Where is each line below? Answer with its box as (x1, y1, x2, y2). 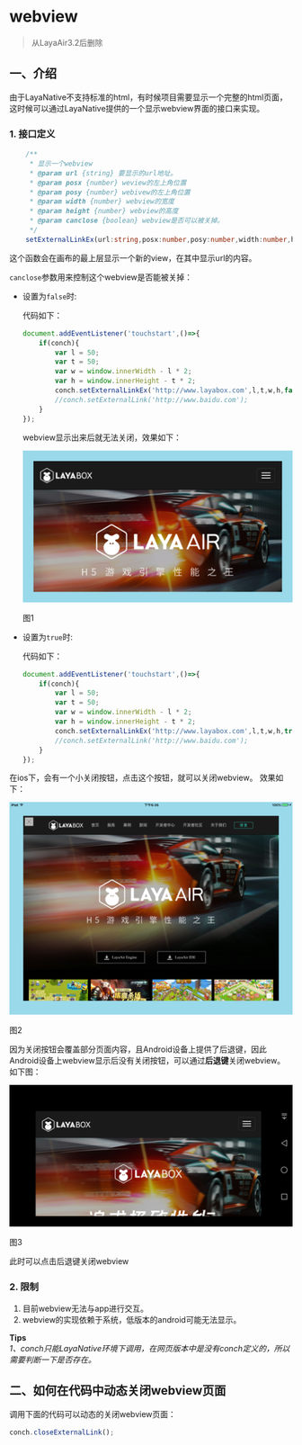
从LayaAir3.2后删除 (31, 37, 103, 48)
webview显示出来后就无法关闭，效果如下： (22, 432, 182, 443)
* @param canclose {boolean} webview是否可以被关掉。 (29, 216, 225, 226)
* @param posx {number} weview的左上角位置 (29, 178, 187, 187)
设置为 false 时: (22, 291, 77, 301)
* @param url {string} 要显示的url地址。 (29, 168, 178, 177)
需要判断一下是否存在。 (9, 1354, 96, 1365)
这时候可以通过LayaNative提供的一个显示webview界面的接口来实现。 (9, 103, 265, 113)
